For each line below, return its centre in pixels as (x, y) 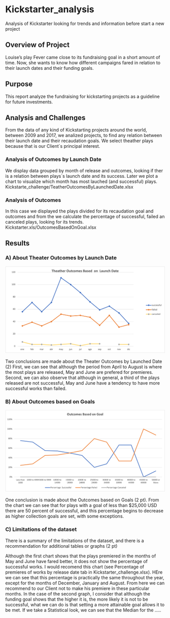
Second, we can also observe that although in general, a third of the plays (82, 378)
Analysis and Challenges (45, 117)
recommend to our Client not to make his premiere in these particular (77, 588)
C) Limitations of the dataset (41, 529)
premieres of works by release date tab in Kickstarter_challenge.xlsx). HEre (84, 572)
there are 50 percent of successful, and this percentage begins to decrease (84, 511)
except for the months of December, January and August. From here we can (85, 583)
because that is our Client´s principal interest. (53, 146)
